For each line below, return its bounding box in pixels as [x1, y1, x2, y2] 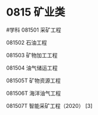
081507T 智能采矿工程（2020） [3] [6, 102, 93, 109]
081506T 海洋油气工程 [6, 89, 61, 97]
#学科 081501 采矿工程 [6, 26, 62, 33]
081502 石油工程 [6, 39, 47, 46]
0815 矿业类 [6, 5, 66, 19]
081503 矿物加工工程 [6, 51, 58, 58]
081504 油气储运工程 [6, 64, 58, 72]
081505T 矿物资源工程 [6, 77, 61, 84]
